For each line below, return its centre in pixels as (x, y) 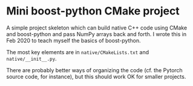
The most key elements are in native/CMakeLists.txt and (78, 52)
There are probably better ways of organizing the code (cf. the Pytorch (94, 70)
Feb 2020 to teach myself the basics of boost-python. (74, 40)
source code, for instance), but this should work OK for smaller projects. (96, 76)
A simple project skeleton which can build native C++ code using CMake (97, 28)
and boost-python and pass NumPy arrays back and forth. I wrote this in (96, 34)
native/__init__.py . (31, 58)
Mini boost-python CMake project (93, 11)
